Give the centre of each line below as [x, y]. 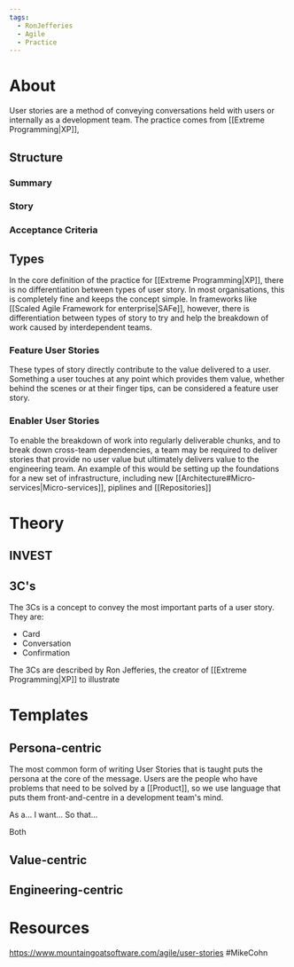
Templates [49, 715]
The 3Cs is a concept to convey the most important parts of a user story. [142, 608]
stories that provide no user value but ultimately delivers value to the [134, 459]
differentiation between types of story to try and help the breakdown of [139, 318]
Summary [31, 183]
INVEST [31, 556]
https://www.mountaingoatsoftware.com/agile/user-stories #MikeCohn [139, 952]
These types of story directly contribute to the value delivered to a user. [140, 370]
